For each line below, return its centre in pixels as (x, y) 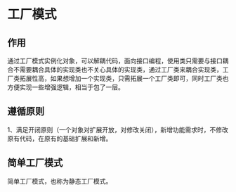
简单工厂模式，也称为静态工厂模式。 (60, 181)
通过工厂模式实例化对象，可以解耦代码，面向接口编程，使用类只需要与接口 (115, 61)
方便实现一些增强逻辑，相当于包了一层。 (66, 87)
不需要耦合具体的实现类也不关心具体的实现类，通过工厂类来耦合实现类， (118, 70)
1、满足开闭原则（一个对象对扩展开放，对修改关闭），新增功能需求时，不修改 (118, 129)
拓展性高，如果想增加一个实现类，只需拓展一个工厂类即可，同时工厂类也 (124, 78)
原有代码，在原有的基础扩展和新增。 (60, 139)
